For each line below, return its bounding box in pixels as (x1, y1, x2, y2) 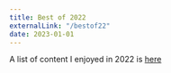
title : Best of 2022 (9, 12, 87, 22)
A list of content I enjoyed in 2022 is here (9, 54, 162, 65)
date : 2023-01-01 (9, 29, 75, 38)
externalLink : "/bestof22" (9, 21, 111, 30)
